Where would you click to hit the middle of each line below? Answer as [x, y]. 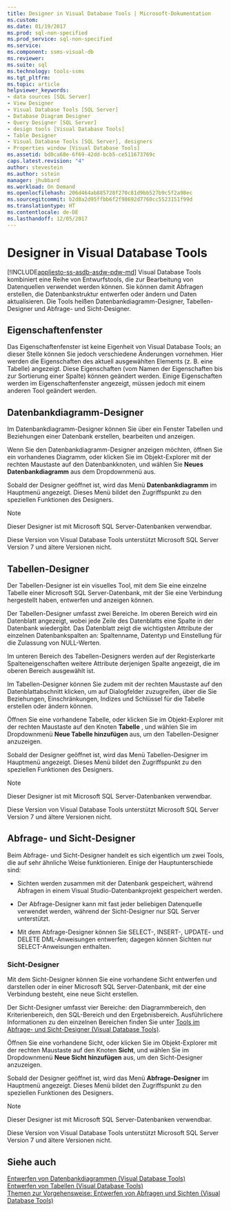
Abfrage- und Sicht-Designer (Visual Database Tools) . [84, 1030]
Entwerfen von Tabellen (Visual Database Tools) [75, 1185]
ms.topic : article [33, 84]
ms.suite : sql [28, 65]
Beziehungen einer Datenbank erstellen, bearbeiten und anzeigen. [101, 437]
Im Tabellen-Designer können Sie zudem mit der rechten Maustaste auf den [115, 684]
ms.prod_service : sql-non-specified [60, 39]
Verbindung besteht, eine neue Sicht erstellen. [73, 994]
